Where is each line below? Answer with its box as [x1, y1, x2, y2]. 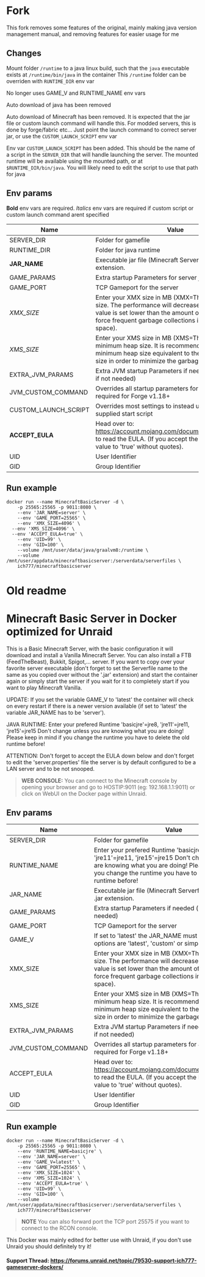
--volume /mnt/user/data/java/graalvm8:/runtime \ [17, 547, 149, 554]
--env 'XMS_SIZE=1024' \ [17, 1175, 81, 1182]
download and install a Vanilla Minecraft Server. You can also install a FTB [6, 651, 192, 658]
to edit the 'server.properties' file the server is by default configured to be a [6, 758, 196, 765]
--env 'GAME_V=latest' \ [17, 1159, 81, 1166]
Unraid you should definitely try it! [6, 1243, 92, 1250]
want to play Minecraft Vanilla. [6, 683, 82, 691]
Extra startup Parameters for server [95, 273, 197, 281]
